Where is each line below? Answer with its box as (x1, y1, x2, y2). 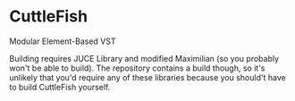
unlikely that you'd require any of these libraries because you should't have (9, 72, 286, 82)
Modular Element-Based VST (9, 36, 116, 46)
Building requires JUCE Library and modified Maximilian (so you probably (9, 53, 280, 63)
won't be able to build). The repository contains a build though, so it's (9, 63, 265, 73)
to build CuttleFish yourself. (9, 81, 111, 92)
